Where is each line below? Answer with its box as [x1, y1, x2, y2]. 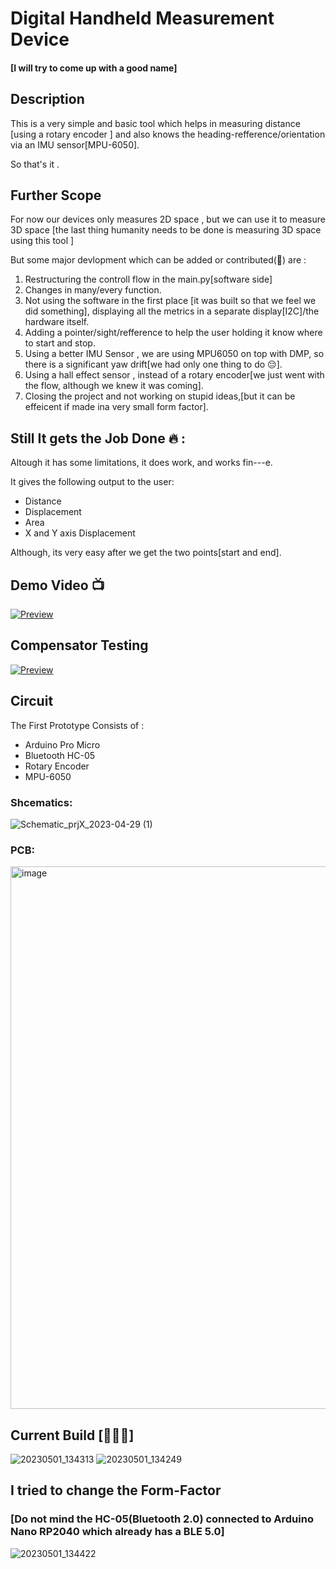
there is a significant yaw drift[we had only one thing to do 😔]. [24, 358, 283, 371]
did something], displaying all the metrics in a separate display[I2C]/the [24, 305, 320, 317]
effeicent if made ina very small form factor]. [24, 401, 209, 413]
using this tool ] [10, 235, 75, 247]
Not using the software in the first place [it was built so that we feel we [24, 295, 317, 307]
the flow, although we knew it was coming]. [24, 380, 204, 392]
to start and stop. [24, 337, 96, 349]
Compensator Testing [10, 637, 149, 654]
